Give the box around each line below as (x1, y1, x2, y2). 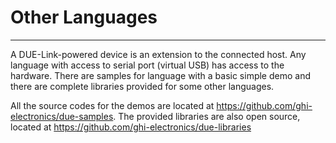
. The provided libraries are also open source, (113, 110, 301, 122)
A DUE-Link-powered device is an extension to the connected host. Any (10, 48, 307, 60)
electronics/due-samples (10, 110, 114, 122)
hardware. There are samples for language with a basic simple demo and (10, 69, 311, 81)
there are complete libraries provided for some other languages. (10, 80, 275, 92)
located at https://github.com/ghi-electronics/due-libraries (10, 121, 252, 133)
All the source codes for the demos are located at (10, 99, 215, 111)
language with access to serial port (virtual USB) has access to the (10, 59, 285, 71)
